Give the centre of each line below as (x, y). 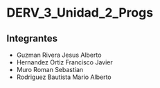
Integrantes (32, 38)
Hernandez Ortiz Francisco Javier (64, 62)
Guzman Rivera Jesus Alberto (59, 55)
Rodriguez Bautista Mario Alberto (64, 77)
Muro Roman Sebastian (50, 70)
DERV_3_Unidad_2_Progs (80, 13)
